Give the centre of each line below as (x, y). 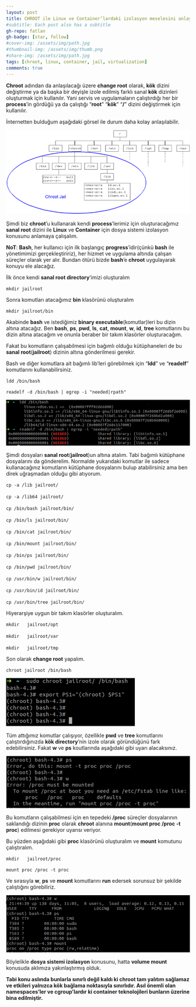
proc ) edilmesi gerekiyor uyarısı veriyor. (54, 830)
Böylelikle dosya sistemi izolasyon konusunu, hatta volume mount (87, 962)
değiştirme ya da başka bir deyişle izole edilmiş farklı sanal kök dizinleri (92, 91)
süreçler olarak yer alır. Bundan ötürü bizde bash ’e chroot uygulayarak (91, 260)
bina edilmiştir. (24, 998)
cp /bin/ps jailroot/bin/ (37, 555)
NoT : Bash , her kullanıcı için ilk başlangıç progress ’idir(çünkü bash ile (90, 247)
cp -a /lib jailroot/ (32, 485)
